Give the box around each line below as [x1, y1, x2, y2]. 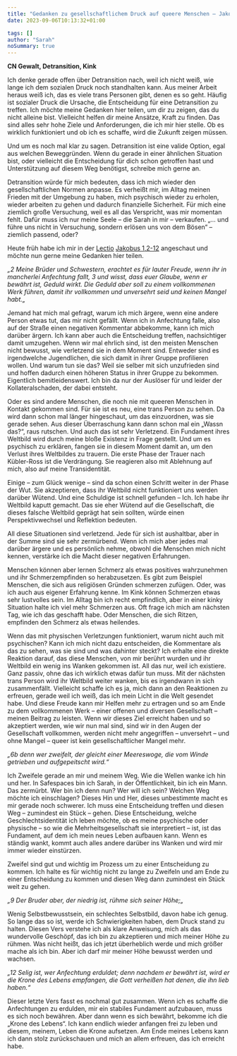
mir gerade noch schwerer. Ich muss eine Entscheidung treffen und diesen [7, 802, 224, 810]
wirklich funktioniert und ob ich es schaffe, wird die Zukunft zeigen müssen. [7, 128, 228, 137]
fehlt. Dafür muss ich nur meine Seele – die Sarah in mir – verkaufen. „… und [7, 216, 229, 224]
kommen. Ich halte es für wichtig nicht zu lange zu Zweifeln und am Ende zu [7, 868, 229, 876]
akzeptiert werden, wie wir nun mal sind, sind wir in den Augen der [7, 722, 202, 730]
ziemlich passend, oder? [7, 231, 79, 239]
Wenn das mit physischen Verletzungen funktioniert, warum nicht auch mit [7, 632, 224, 640]
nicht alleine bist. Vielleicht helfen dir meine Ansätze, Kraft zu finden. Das [7, 113, 220, 122]
